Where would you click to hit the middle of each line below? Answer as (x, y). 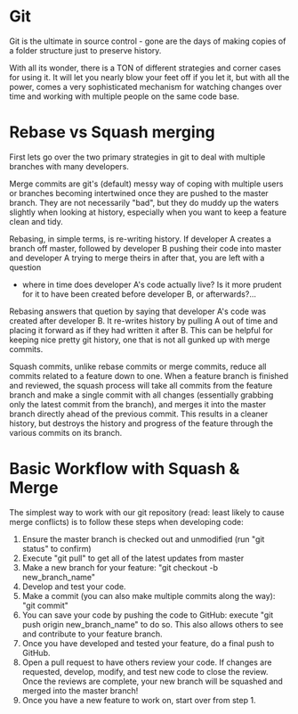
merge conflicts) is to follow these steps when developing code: (127, 521)
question (25, 267)
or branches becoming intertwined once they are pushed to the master (139, 193)
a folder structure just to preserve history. (85, 50)
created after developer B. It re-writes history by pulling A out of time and (144, 320)
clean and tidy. (36, 221)
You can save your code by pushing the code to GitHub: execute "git (148, 615)
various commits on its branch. (66, 432)
